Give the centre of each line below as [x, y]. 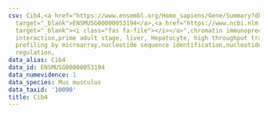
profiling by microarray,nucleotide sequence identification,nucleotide [139, 45]
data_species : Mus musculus [55, 82]
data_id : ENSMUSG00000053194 [57, 68]
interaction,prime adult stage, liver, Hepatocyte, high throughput [132, 38]
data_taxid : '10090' [43, 90]
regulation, [35, 53]
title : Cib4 [28, 97]
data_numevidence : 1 [43, 75]
